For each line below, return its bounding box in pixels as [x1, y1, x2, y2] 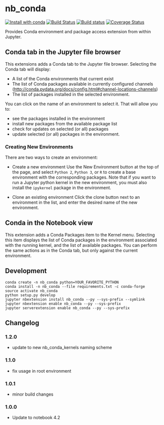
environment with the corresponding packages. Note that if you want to [12, 174, 156, 180]
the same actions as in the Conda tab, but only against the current [5, 247, 138, 253]
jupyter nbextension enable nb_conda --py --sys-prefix [5, 301, 121, 306]
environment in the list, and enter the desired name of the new [12, 199, 138, 206]
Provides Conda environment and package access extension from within [5, 28, 151, 34]
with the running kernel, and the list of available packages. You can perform [5, 242, 158, 248]
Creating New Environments [5, 143, 73, 150]
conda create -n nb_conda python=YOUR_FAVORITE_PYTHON [5, 280, 119, 284]
